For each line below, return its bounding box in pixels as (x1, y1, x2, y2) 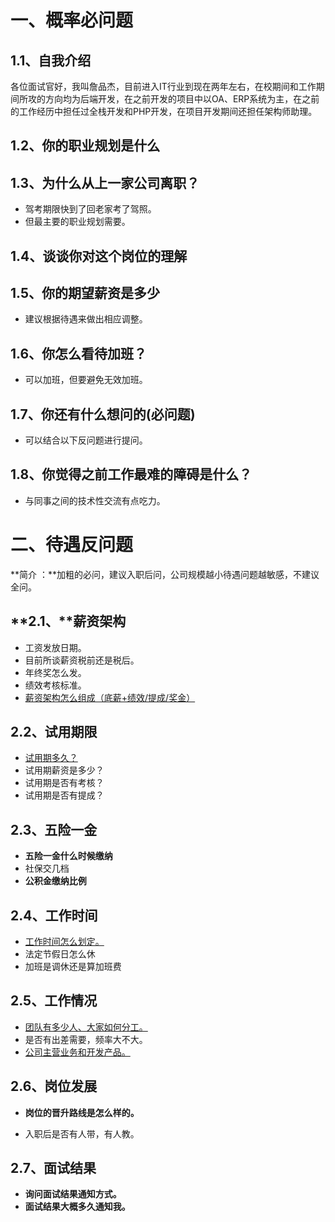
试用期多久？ (24, 752, 78, 764)
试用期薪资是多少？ (24, 764, 105, 776)
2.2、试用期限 (10, 723, 98, 740)
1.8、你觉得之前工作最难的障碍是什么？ (10, 466, 253, 483)
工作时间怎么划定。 (24, 936, 105, 948)
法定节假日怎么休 (24, 948, 96, 960)
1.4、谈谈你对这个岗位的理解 (10, 247, 188, 265)
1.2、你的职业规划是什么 (10, 137, 161, 155)
